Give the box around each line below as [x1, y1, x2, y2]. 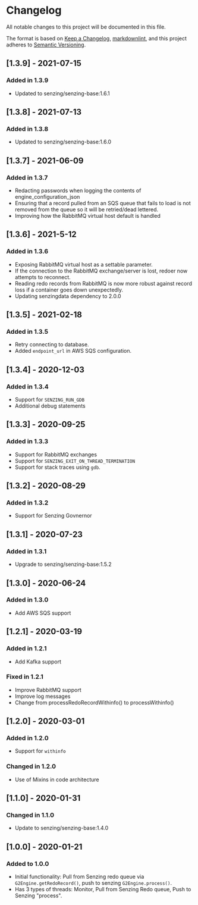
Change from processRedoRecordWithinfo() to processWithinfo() [14, 699, 174, 706]
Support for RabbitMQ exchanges [14, 450, 97, 458]
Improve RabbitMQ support [14, 686, 81, 693]
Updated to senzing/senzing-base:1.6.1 [14, 90, 110, 97]
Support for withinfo [14, 747, 67, 754]
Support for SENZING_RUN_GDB [14, 396, 85, 403]
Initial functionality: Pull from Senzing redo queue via [14, 873, 144, 881]
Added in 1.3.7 [6, 173, 48, 181]
